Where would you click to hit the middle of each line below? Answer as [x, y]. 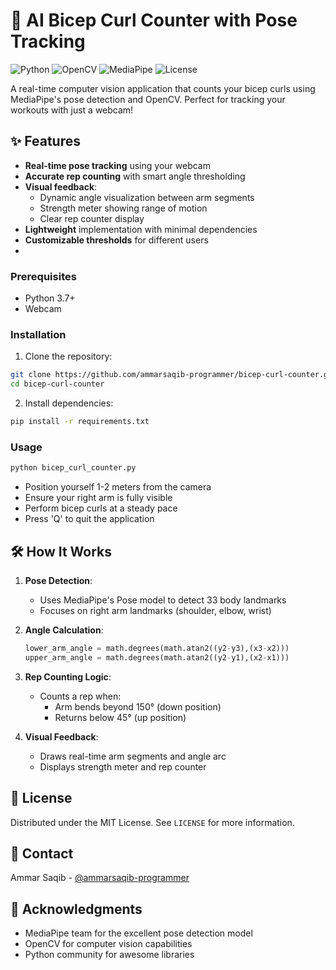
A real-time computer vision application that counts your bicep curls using [163, 88]
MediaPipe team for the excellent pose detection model [138, 933]
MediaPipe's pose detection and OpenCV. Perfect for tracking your [148, 99]
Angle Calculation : [64, 630]
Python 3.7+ [50, 298]
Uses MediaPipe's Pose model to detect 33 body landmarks [163, 600]
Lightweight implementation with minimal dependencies [141, 229]
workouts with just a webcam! [72, 110]
